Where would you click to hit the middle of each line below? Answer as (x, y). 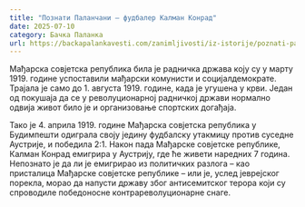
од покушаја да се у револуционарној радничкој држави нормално (140, 98)
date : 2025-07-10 (42, 26)
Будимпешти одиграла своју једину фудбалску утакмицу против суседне (152, 135)
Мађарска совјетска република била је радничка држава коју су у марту (151, 69)
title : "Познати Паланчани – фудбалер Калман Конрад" (113, 18)
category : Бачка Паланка (56, 34)
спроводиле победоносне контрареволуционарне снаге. (120, 192)
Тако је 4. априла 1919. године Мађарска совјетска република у (133, 125)
